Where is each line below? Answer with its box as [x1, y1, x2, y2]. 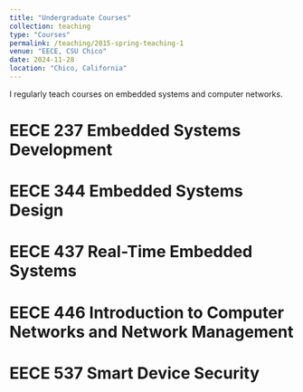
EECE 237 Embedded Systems [9, 120, 241, 141]
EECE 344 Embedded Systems [9, 181, 243, 202]
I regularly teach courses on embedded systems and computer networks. [9, 88, 283, 100]
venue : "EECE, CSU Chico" [9, 47, 107, 56]
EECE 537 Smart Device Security [9, 363, 260, 383]
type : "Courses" [9, 30, 71, 39]
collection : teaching [9, 22, 91, 31]
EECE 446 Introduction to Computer [9, 302, 285, 322]
